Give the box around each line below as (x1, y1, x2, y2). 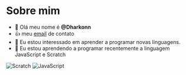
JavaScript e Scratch (14, 51, 66, 58)
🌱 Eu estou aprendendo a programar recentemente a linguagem (14, 45, 170, 52)
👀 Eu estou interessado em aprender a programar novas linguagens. (14, 38, 181, 45)
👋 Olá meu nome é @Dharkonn (14, 23, 92, 30)
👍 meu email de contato (14, 30, 75, 37)
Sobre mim (6, 4, 60, 18)
